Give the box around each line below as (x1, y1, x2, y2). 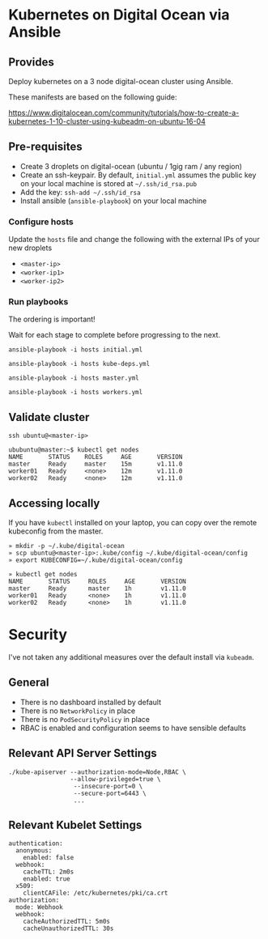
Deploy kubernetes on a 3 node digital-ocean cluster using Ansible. (8, 77, 233, 86)
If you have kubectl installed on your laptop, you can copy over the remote (8, 518, 257, 528)
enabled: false (23, 854, 74, 862)
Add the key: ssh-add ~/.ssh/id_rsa (19, 187, 141, 197)
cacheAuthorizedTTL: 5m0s (23, 917, 111, 926)
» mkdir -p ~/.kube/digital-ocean (8, 542, 125, 550)
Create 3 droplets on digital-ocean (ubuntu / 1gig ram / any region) (19, 161, 243, 171)
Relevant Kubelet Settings (8, 818, 143, 831)
